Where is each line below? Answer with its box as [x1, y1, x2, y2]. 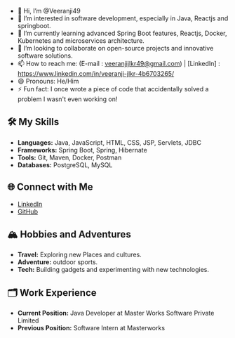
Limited [17, 316, 39, 325]
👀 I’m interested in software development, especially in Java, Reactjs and [17, 14, 229, 22]
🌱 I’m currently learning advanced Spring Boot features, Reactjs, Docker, [17, 29, 227, 37]
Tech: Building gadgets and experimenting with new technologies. [17, 266, 209, 274]
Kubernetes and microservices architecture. [17, 37, 145, 45]
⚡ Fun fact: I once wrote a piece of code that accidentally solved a [17, 85, 209, 93]
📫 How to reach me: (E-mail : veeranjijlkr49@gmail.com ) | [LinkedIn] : [17, 60, 220, 67]
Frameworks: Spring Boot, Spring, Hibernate [17, 145, 147, 154]
